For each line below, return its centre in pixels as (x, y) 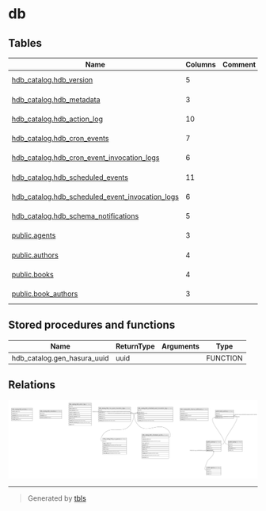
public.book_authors (45, 294)
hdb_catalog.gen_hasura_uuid (60, 358)
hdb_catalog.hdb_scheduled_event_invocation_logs (95, 196)
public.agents (34, 235)
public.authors (35, 255)
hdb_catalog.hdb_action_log (57, 119)
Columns (201, 64)
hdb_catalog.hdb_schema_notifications (75, 216)
